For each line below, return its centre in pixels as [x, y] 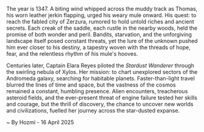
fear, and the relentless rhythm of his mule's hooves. [72, 54]
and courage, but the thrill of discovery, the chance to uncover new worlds [100, 104]
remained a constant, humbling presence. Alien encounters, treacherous [97, 91]
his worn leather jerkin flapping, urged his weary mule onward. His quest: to [101, 15]
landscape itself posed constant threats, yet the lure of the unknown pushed [102, 41]
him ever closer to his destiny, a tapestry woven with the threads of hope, [98, 47]
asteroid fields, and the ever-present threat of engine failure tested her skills [102, 97]
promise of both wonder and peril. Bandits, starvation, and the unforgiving [99, 35]
